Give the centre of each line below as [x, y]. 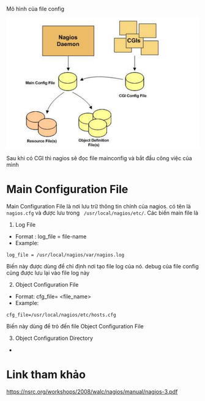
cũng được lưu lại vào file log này [48, 273]
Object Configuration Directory [54, 338]
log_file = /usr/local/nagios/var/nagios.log [65, 255]
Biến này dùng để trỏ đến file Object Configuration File [75, 326]
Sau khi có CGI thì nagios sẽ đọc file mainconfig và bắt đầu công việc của [99, 158]
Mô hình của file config [35, 9]
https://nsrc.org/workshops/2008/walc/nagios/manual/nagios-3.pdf [92, 392]
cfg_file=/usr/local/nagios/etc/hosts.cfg [61, 315]
